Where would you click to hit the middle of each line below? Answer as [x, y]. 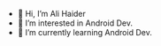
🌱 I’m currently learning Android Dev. [84, 32]
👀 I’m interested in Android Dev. [75, 23]
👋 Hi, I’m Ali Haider [52, 14]
